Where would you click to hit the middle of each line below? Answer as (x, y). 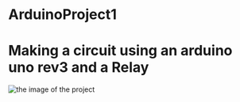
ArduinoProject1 (62, 15)
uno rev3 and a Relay (79, 68)
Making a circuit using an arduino (120, 51)
